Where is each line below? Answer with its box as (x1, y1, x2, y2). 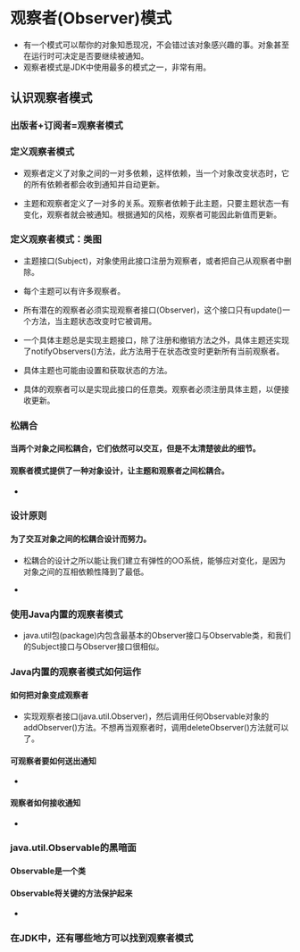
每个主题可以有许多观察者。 (22, 285, 126, 296)
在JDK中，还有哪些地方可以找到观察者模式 (10, 932, 194, 945)
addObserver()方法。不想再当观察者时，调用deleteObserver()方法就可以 (22, 722, 289, 733)
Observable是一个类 (10, 865, 87, 876)
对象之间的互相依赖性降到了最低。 (22, 566, 149, 577)
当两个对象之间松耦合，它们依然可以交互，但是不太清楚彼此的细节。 (10, 443, 261, 454)
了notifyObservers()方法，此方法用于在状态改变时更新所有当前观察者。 (22, 346, 285, 356)
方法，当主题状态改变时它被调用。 (30, 315, 157, 326)
